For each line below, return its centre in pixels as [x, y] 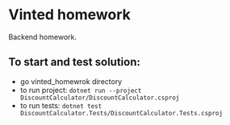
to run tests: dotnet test [61, 105]
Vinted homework [69, 15]
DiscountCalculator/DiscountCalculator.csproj [100, 98]
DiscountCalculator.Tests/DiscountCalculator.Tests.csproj [121, 113]
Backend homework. [42, 37]
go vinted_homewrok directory [71, 81]
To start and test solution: [75, 62]
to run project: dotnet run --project [81, 90]
